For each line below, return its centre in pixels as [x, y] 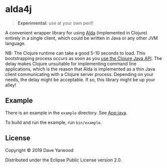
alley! [11, 85]
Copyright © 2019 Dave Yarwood [39, 150]
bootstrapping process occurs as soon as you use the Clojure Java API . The [83, 58]
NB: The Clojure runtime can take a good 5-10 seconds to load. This [75, 53]
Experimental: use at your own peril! [55, 23]
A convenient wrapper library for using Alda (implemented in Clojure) [76, 32]
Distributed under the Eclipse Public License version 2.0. [63, 160]
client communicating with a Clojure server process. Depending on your [79, 74]
